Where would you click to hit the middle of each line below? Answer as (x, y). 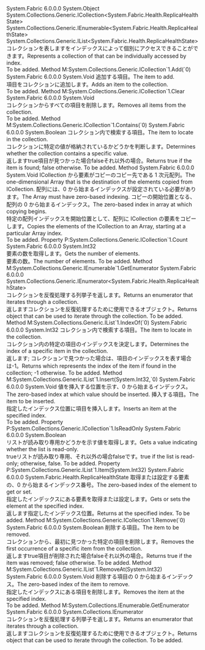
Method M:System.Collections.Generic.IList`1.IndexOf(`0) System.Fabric (97, 323)
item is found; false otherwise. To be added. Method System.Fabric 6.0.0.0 (100, 168)
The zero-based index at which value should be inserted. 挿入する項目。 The (102, 394)
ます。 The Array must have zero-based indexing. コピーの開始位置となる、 (101, 197)
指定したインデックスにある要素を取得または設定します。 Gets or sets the (99, 499)
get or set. (19, 492)
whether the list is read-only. (43, 449)
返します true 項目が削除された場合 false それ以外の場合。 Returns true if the (99, 556)
